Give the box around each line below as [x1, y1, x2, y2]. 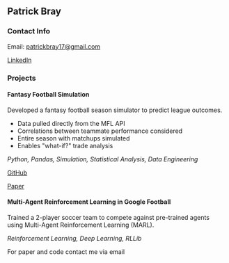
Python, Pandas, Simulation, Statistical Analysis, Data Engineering [7, 154, 198, 163]
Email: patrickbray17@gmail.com [7, 42, 101, 51]
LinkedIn [7, 56, 32, 64]
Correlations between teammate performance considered [17, 127, 183, 135]
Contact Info [7, 26, 51, 36]
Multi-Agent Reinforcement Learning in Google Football [7, 198, 171, 206]
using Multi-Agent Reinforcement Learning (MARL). [7, 221, 155, 229]
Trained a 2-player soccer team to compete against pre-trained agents [7, 214, 210, 222]
